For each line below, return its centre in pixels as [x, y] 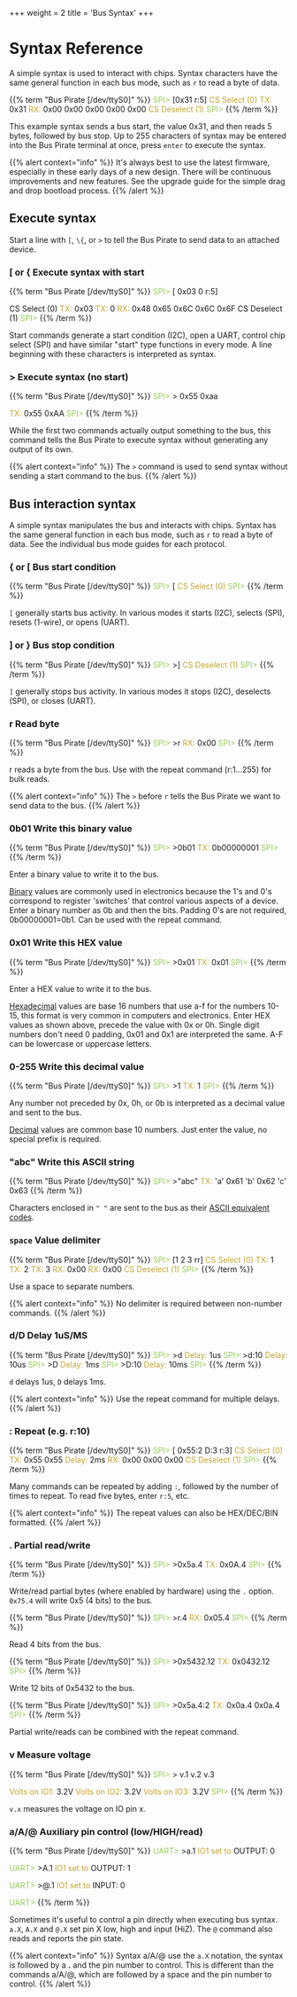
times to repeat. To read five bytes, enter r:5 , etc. [99, 1496]
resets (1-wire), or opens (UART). [69, 622]
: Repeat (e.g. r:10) [50, 1431]
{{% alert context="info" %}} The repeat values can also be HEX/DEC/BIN [144, 1513]
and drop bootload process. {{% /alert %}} [87, 191]
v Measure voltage [50, 1755]
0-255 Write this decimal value [76, 1066]
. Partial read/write [50, 1546]
